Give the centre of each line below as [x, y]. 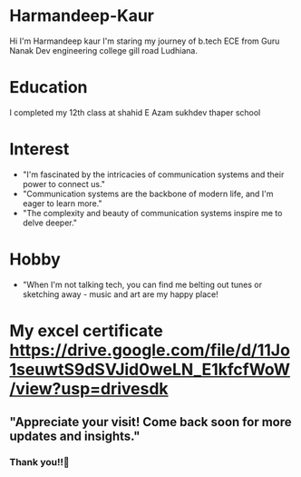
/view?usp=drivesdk [89, 388]
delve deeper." [50, 223]
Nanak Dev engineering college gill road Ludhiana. [103, 50]
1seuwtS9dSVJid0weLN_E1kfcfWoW [150, 369]
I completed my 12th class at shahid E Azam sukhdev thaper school [135, 112]
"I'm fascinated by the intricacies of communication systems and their [153, 174]
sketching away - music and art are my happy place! [121, 294]
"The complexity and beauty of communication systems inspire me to [152, 213]
